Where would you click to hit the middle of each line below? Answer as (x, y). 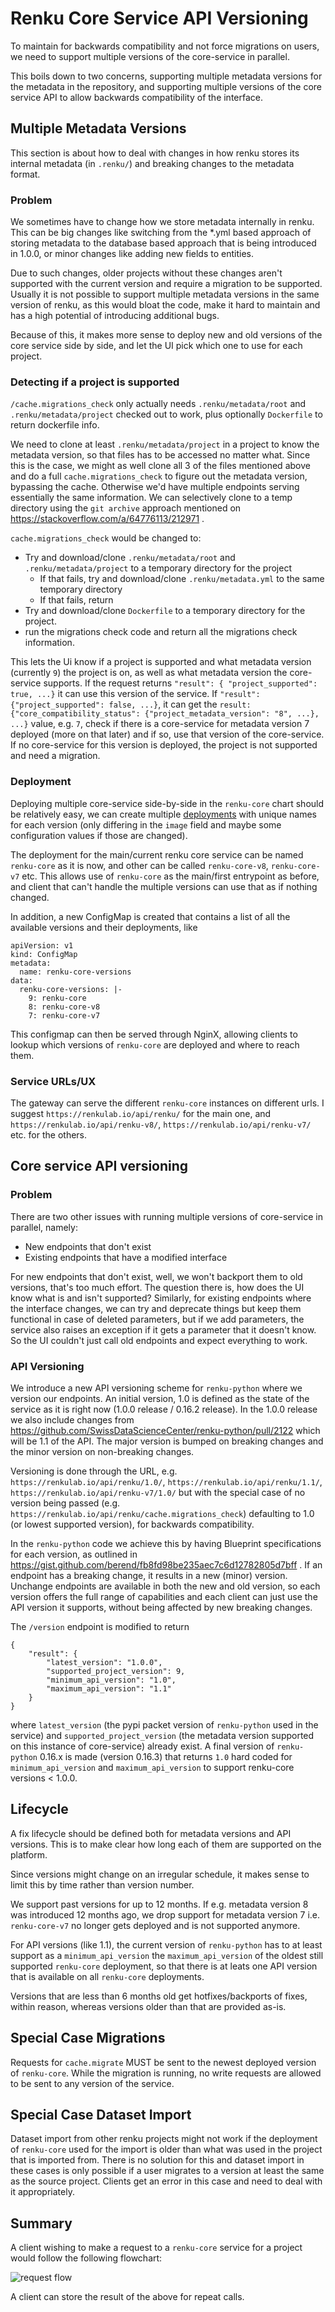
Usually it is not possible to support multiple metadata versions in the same (165, 294)
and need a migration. (55, 756)
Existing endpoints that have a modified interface (126, 1257)
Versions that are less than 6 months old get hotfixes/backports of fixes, (159, 1996)
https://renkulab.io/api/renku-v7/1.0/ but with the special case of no (158, 1492)
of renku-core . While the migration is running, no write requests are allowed (166, 2073)
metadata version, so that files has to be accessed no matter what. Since (160, 455)
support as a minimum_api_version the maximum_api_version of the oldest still (167, 1955)
